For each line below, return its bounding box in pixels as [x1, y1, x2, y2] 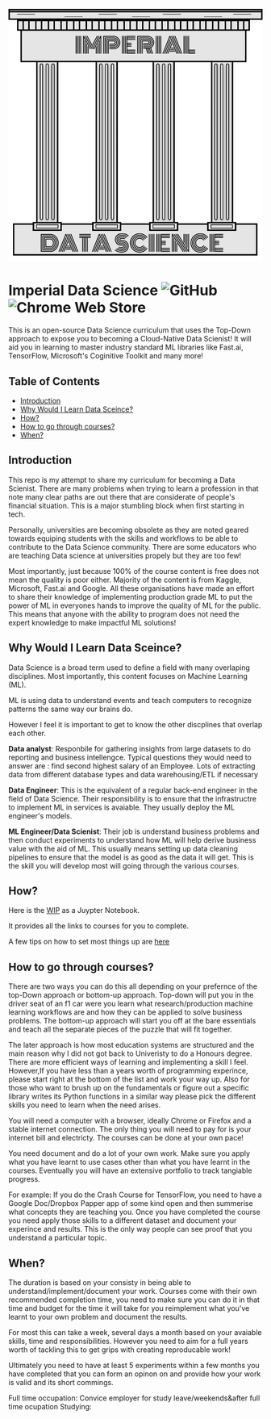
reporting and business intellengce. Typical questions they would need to [8, 752, 252, 762]
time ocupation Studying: [8, 1402, 92, 1412]
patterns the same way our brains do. [8, 704, 133, 714]
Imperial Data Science [8, 282, 159, 299]
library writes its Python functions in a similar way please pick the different [8, 1091, 256, 1102]
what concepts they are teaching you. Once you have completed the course [8, 1208, 261, 1217]
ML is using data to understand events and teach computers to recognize [8, 695, 252, 705]
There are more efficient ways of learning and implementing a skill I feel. [8, 1057, 248, 1067]
